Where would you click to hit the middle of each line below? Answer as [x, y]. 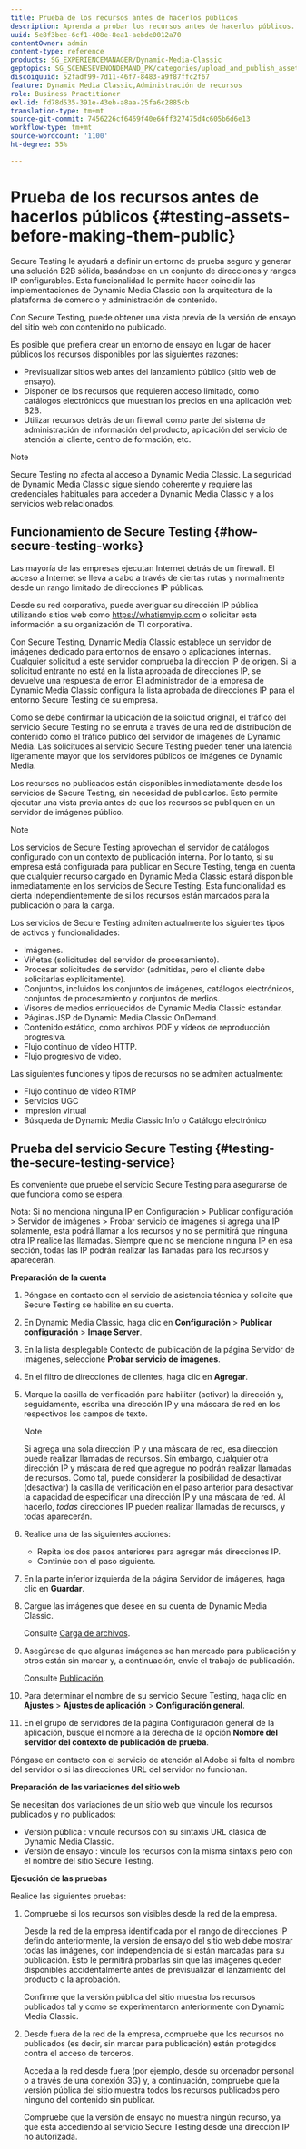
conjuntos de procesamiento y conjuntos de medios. [122, 998]
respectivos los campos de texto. [85, 1414]
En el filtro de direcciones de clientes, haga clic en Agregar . [136, 1377]
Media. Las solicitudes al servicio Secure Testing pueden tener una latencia [152, 746]
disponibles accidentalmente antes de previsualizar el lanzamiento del [154, 1970]
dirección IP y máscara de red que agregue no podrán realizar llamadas [157, 1468]
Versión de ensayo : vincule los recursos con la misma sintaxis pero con [158, 1851]
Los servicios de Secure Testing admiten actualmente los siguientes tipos [148, 922]
